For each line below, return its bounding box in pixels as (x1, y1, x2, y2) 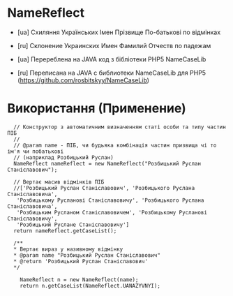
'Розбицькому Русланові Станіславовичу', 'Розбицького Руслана (16, 197, 204, 204)
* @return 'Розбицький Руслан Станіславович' (13, 258, 149, 265)
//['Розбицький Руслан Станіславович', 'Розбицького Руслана (13, 184, 195, 191)
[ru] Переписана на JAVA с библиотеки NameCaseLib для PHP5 (17, 68, 206, 77)
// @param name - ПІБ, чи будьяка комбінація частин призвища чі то (13, 142, 217, 149)
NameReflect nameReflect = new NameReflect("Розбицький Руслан (13, 160, 201, 167)
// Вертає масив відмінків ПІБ (13, 178, 105, 186)
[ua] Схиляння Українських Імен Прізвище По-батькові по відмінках (17, 28, 221, 36)
